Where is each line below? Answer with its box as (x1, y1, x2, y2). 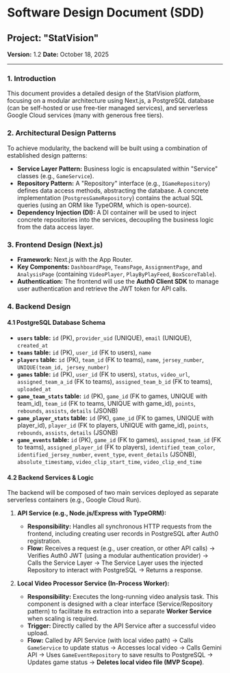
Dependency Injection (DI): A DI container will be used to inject (16, 208, 197, 217)
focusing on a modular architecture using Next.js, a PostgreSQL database (7, 97, 214, 105)
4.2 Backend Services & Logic (7, 473, 94, 481)
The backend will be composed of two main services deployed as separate (7, 489, 219, 497)
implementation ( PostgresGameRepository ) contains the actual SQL (16, 193, 203, 201)
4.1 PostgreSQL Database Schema (7, 319, 106, 327)
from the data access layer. (16, 223, 94, 231)
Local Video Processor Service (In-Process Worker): (16, 579, 170, 587)
